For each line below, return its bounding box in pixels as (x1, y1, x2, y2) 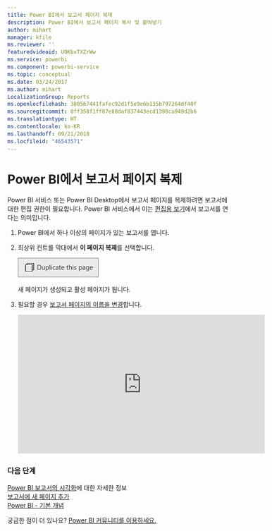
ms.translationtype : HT (7, 116, 78, 123)
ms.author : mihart (7, 85, 61, 93)
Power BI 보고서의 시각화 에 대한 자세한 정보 (7, 483, 128, 492)
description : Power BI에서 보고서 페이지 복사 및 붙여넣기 (7, 18, 162, 26)
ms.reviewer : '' (7, 41, 55, 49)
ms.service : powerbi (7, 56, 68, 63)
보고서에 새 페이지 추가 (7, 492, 70, 501)
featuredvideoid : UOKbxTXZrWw (7, 49, 97, 56)
